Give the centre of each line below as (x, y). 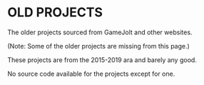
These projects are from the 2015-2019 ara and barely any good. (102, 60)
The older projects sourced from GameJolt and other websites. (100, 32)
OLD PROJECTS (55, 12)
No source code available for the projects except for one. (91, 74)
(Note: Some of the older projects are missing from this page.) (99, 46)
